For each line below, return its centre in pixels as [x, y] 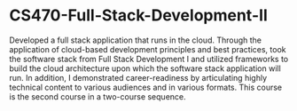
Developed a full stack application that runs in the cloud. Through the [136, 40]
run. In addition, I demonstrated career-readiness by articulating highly [138, 77]
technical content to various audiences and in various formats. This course [145, 87]
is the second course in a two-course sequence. [98, 96]
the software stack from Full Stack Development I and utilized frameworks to [149, 59]
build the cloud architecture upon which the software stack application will [145, 68]
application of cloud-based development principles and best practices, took [148, 49]
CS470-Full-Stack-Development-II [139, 16]
